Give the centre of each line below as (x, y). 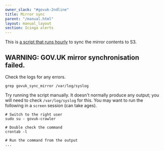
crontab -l (16, 132)
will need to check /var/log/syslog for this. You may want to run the (74, 100)
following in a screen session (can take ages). (51, 105)
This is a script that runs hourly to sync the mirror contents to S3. (71, 42)
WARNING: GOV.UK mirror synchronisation (72, 57)
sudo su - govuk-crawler (30, 119)
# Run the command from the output (41, 140)
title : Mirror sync (25, 14)
